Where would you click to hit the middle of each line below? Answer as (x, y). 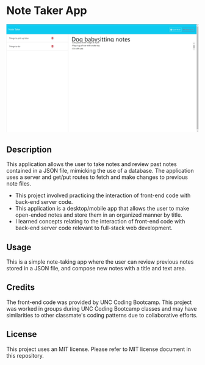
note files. (19, 184)
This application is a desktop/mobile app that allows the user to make (102, 209)
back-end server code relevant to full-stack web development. (94, 228)
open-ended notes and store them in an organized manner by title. (99, 215)
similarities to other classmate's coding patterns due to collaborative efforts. (102, 315)
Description (29, 149)
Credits (21, 287)
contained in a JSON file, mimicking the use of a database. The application (100, 171)
